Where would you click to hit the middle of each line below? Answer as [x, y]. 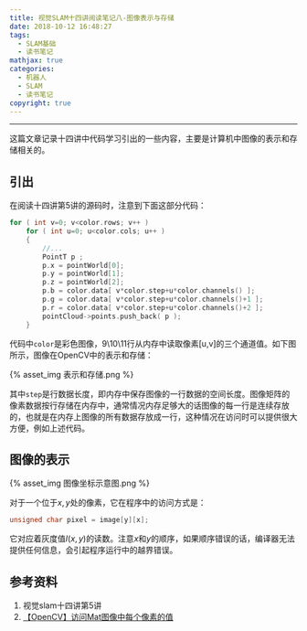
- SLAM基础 [37, 43]
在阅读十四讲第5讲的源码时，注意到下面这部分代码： [108, 206]
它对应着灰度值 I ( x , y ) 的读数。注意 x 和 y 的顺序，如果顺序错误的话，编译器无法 [152, 539]
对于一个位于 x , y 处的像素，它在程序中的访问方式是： [108, 503]
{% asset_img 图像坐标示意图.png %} [80, 483]
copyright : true [40, 103]
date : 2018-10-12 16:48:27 [61, 27]
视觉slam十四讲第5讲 [62, 605]
